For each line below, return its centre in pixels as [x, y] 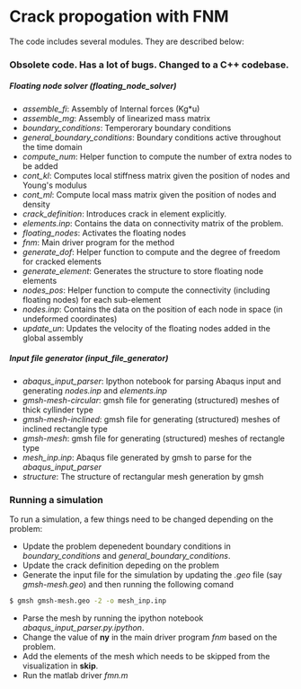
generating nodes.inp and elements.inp [95, 390]
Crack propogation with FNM [119, 17]
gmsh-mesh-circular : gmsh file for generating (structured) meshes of [151, 400]
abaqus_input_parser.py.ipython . [83, 627]
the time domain [52, 146]
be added [40, 166]
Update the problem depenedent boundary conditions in [126, 546]
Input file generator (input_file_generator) [89, 358]
